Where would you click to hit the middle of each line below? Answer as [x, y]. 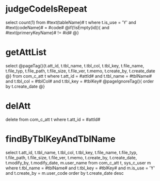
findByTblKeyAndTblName [61, 139]
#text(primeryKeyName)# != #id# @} [42, 33]
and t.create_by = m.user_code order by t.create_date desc [65, 173]
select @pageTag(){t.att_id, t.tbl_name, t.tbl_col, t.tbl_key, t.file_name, [75, 66]
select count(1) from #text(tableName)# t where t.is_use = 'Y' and [71, 22]
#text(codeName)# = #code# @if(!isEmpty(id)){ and [57, 27]
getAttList [26, 52]
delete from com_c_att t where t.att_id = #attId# [53, 119]
